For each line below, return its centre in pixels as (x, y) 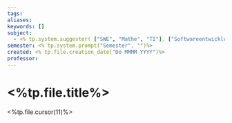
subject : (20, 33)
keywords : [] (26, 26)
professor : (23, 59)
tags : (15, 13)
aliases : (20, 20)
